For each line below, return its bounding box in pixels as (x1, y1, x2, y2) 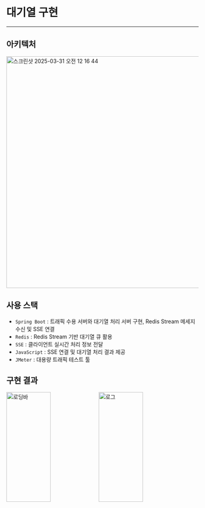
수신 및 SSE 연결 (15, 325, 55, 332)
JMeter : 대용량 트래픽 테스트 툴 (15, 356, 90, 363)
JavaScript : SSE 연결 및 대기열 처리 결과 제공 (15, 348, 126, 356)
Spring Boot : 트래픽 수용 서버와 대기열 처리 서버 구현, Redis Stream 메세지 (15, 318, 195, 325)
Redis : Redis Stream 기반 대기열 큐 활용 (15, 333, 113, 340)
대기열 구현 (6, 5, 59, 20)
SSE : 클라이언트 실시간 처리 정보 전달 (15, 340, 104, 348)
